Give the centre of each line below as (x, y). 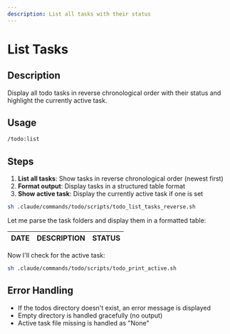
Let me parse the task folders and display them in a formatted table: (107, 221)
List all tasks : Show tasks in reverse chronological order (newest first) (120, 178)
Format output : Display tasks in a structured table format (101, 186)
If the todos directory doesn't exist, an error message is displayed (114, 308)
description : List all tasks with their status (79, 14)
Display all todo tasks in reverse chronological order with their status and (114, 93)
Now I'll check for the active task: (56, 255)
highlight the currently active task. (57, 100)
